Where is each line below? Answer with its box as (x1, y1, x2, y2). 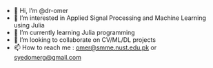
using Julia (13, 21, 45, 29)
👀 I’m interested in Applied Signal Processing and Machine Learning (13, 14, 207, 22)
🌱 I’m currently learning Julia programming (13, 28, 136, 36)
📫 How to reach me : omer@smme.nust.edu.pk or (13, 43, 157, 52)
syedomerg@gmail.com (13, 54, 81, 61)
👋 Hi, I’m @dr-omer (13, 7, 69, 14)
